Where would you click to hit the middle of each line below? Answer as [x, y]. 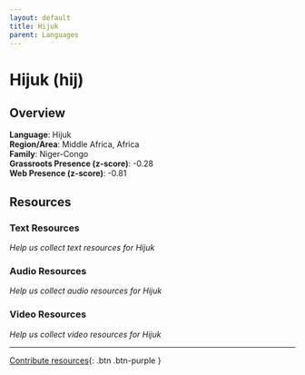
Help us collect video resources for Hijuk [85, 334]
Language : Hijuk [40, 135]
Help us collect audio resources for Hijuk [86, 291]
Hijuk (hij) [47, 79]
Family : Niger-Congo [49, 154]
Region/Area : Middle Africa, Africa [74, 144]
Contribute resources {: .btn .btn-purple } [85, 360]
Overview [38, 113]
